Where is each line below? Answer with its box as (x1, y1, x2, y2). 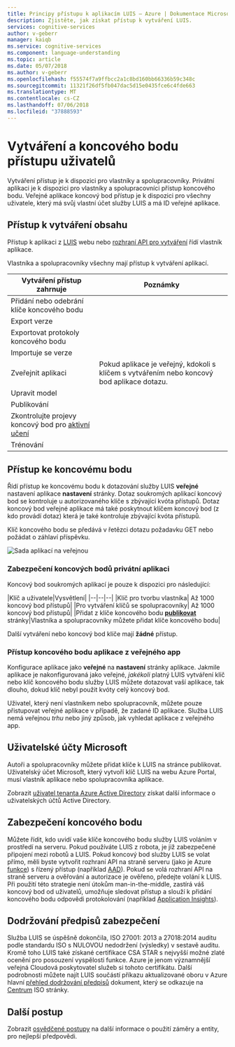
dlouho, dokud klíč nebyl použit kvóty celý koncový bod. (7, 685, 170, 694)
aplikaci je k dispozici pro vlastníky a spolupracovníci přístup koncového (7, 184, 215, 192)
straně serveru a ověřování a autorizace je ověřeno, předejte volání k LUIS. (7, 872, 222, 881)
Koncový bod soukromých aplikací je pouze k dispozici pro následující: (7, 580, 211, 588)
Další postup (7, 1006, 64, 1018)
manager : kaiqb (7, 36, 52, 43)
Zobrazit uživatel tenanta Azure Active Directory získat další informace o (7, 788, 216, 797)
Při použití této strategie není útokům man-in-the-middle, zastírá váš (7, 879, 205, 888)
